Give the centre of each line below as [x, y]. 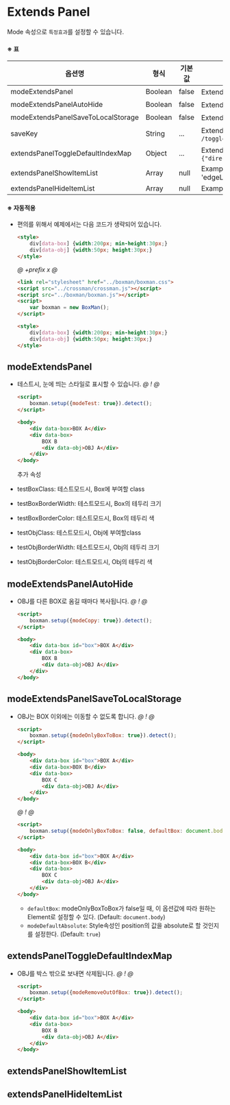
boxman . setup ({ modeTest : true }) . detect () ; [91, 404]
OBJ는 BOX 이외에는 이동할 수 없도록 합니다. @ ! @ [86, 716]
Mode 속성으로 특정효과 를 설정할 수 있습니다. [66, 32]
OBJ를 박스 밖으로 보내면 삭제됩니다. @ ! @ [75, 973]
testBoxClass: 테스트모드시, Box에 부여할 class [81, 489]
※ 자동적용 [22, 208]
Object [156, 154]
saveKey [24, 134]
